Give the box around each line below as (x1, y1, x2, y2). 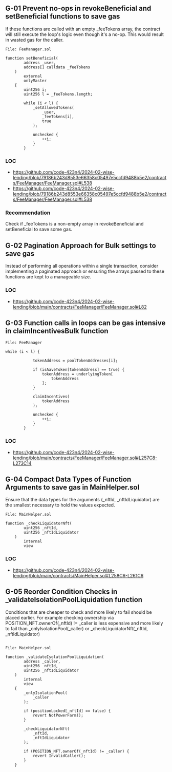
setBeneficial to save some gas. (5, 226, 73, 233)
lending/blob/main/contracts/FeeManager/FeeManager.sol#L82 (12, 304, 147, 310)
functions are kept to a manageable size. (5, 274, 91, 280)
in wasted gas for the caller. (5, 36, 64, 43)
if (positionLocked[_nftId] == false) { (24, 708, 111, 713)
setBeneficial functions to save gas (5, 12, 120, 21)
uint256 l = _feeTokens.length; (24, 91, 93, 97)
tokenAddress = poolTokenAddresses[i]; (32, 358, 118, 364)
